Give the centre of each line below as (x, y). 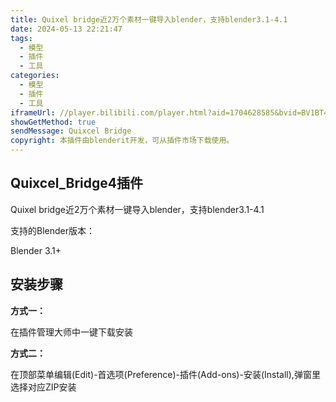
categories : (35, 76)
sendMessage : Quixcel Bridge (71, 131)
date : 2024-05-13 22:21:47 (66, 29)
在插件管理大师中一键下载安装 (71, 332)
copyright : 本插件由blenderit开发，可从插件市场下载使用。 (122, 141)
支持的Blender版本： (52, 230)
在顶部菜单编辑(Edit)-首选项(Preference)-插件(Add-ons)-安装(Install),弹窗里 (165, 374)
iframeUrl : (33, 112)
